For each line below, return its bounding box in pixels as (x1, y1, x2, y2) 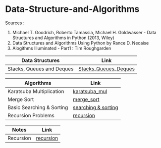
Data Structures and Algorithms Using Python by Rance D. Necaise (12, 40, 149, 46)
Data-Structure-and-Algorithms (5, 3, 140, 15)
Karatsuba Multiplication (7, 88, 64, 95)
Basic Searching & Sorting (7, 104, 68, 111)
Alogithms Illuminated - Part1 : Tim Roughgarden (12, 45, 111, 51)
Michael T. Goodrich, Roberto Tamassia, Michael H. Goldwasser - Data (12, 29, 157, 35)
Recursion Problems (7, 112, 54, 119)
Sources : (5, 20, 25, 26)
